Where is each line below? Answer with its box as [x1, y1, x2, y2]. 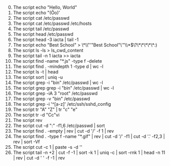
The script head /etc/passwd [13, 31, 74, 37]
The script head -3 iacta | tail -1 [13, 36, 79, 43]
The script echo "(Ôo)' [13, 10, 60, 16]
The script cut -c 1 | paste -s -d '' [13, 144, 82, 150]
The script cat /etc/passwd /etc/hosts [13, 20, 92, 26]
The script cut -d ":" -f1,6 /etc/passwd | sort [13, 122, 105, 129]
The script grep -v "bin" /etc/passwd [13, 96, 91, 102]
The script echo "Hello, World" [13, 5, 77, 10]
